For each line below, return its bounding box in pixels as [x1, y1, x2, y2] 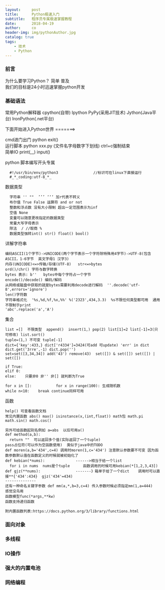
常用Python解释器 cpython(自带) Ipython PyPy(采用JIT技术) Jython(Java [5, 109, 152, 116]
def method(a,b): [5, 432, 41, 437]
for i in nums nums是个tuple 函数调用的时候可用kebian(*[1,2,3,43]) [9, 464, 158, 469]
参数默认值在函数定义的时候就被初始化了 [8, 453, 79, 458]
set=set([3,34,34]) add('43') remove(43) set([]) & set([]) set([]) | [5, 351, 155, 356]
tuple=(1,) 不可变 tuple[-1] [5, 338, 63, 343]
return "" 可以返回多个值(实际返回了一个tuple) [9, 437, 101, 443]
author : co [5, 26, 36, 31]
